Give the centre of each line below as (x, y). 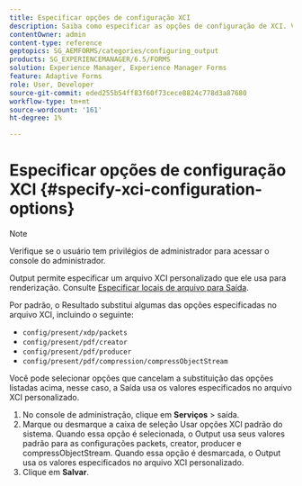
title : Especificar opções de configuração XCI (100, 18)
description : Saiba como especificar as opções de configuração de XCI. (148, 26)
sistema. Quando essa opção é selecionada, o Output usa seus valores (154, 434)
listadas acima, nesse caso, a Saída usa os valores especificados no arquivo (151, 388)
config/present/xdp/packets (75, 333)
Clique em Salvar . (56, 472)
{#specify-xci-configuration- (151, 189)
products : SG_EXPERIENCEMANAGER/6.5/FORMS (90, 59)
